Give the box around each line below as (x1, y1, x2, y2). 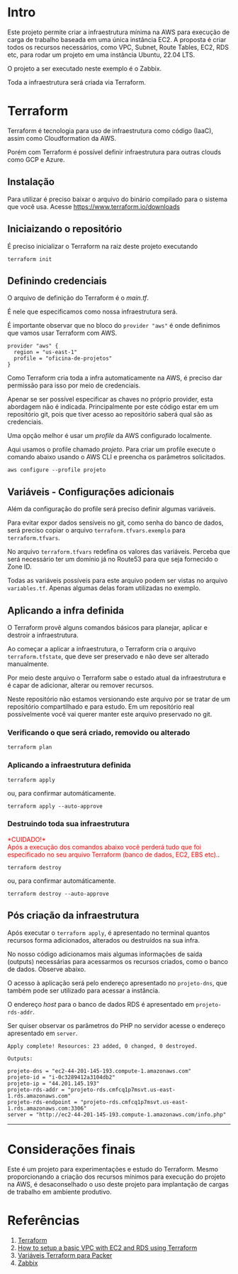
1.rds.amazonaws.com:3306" (7, 1105, 87, 1112)
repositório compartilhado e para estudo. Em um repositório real (7, 702, 195, 711)
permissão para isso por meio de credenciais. (7, 381, 141, 390)
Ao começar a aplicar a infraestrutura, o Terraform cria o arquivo (7, 644, 196, 653)
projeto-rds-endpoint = (7, 1098, 78, 1106)
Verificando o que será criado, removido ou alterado (7, 727, 191, 737)
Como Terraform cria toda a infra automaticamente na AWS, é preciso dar (7, 374, 222, 382)
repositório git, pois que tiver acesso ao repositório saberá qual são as (7, 410, 213, 419)
